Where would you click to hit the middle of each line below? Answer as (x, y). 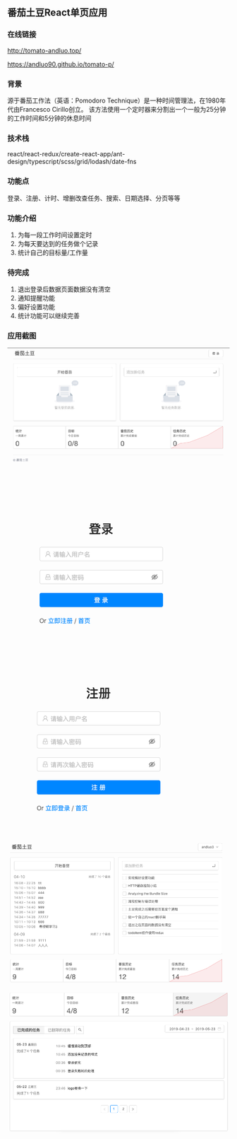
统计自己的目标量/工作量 (53, 252)
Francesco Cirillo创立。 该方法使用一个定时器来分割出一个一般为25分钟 (123, 109)
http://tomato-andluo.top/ (44, 50)
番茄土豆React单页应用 (57, 13)
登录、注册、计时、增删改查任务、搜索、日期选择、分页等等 (94, 198)
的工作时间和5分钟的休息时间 (49, 118)
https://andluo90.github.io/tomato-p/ (61, 64)
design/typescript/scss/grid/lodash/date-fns (72, 162)
